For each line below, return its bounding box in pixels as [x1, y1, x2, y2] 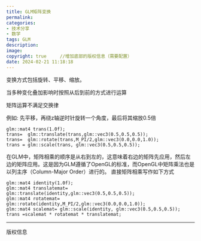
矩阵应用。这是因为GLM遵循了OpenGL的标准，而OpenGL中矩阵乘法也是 [16, 160, 195, 167]
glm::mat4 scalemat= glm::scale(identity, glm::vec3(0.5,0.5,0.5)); [6, 206, 181, 212]
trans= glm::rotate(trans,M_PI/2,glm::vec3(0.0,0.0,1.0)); [6, 136, 160, 142]
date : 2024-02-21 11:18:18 [6, 59, 74, 65]
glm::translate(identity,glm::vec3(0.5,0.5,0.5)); [6, 190, 135, 196]
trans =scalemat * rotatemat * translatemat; [6, 211, 121, 217]
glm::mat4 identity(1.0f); [6, 180, 74, 186]
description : [6, 42, 39, 48]
